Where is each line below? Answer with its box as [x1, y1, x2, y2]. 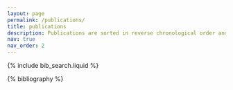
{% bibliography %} [7, 75, 64, 83]
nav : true [7, 36, 36, 43]
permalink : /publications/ [7, 17, 85, 24]
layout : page [7, 10, 45, 17]
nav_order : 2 [7, 42, 45, 49]
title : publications [7, 23, 67, 30]
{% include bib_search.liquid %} [7, 62, 99, 69]
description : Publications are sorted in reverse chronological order [7, 29, 216, 37]
